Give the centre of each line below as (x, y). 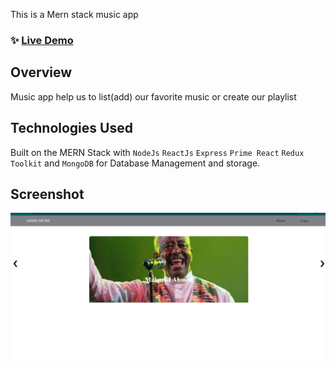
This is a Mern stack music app (74, 14)
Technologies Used (71, 128)
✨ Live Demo (42, 40)
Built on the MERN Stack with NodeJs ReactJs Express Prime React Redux (157, 152)
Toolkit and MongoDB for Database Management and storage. (135, 163)
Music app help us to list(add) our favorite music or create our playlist (153, 96)
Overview (41, 72)
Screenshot (47, 194)
